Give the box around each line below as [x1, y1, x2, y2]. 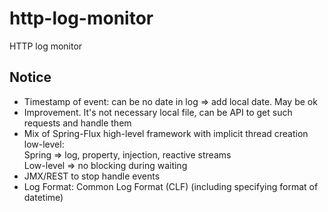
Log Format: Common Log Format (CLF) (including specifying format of [23, 180, 319, 192]
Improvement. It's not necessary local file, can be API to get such [23, 106, 293, 118]
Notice [9, 69, 52, 86]
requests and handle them [23, 117, 132, 129]
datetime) [23, 191, 64, 203]
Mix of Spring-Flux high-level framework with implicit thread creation [23, 127, 309, 139]
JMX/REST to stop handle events [23, 170, 161, 182]
